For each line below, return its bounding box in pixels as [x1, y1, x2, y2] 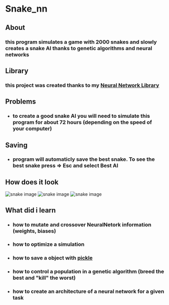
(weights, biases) [12, 227, 57, 234]
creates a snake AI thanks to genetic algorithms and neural [5, 45, 152, 52]
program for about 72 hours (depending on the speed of [12, 119, 152, 126]
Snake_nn [5, 3, 48, 15]
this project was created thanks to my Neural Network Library [5, 81, 159, 89]
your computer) [12, 125, 52, 132]
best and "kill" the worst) [12, 274, 76, 281]
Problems [5, 97, 36, 106]
